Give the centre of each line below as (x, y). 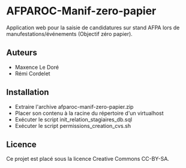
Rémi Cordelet (32, 74)
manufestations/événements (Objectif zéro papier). (70, 33)
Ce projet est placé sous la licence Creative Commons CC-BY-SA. (88, 159)
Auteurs (22, 53)
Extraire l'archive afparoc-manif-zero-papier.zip (74, 106)
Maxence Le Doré (37, 67)
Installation (28, 92)
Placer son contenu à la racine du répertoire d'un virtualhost (89, 113)
